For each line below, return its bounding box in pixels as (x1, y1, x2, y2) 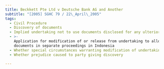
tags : (5, 16, 16, 21)
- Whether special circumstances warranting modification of (9, 48, 137, 52)
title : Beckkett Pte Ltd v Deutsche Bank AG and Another (5, 7, 123, 12)
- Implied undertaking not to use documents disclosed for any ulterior (9, 30, 161, 34)
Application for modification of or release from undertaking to (14, 39, 150, 44)
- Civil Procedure (9, 20, 47, 26)
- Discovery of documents (9, 25, 62, 30)
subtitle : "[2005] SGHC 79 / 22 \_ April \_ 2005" (5, 12, 102, 17)
